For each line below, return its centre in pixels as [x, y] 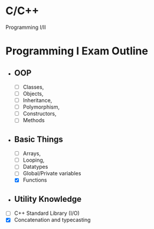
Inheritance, [37, 100]
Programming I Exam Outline [77, 51]
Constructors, [40, 114]
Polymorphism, [41, 107]
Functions [35, 180]
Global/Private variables [52, 174]
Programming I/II [26, 27]
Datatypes [35, 167]
